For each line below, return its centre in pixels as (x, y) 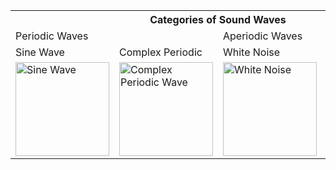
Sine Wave (40, 52)
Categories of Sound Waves (218, 19)
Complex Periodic (161, 52)
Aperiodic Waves (263, 36)
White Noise (252, 52)
